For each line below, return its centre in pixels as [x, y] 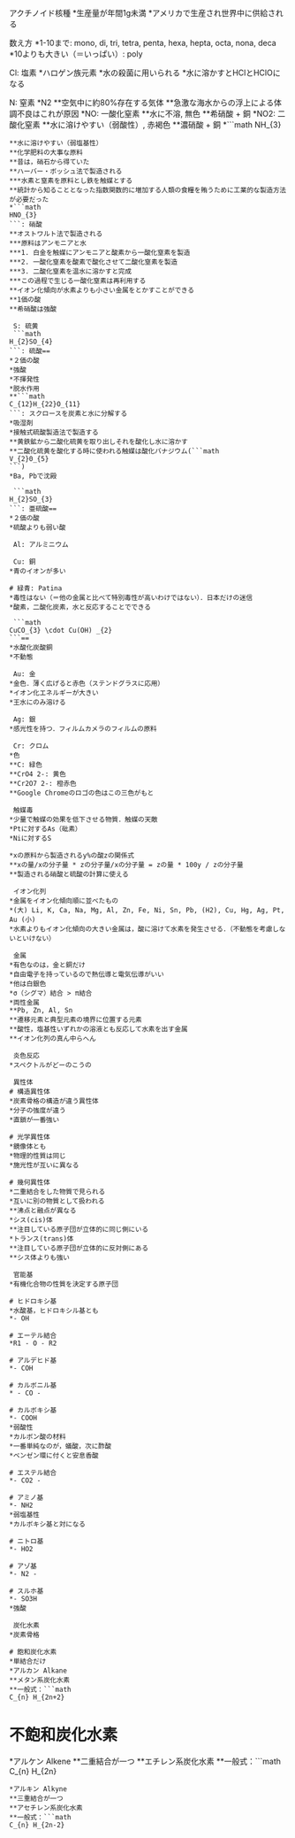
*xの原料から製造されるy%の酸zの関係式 [72, 856]
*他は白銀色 [28, 984]
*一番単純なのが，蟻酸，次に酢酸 [61, 1446]
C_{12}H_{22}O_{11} [45, 404]
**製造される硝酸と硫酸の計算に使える [69, 874]
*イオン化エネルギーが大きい [54, 693]
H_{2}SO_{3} [31, 499]
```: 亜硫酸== [33, 509]
